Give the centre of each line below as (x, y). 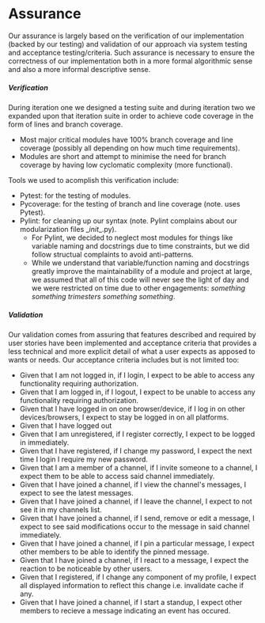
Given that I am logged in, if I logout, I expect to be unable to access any (137, 392)
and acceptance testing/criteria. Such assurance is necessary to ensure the (132, 52)
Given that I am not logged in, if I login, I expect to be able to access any (137, 375)
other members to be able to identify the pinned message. (114, 552)
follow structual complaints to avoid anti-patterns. (112, 254)
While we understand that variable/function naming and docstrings (140, 263)
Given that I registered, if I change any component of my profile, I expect (138, 577)
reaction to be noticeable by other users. (86, 568)
